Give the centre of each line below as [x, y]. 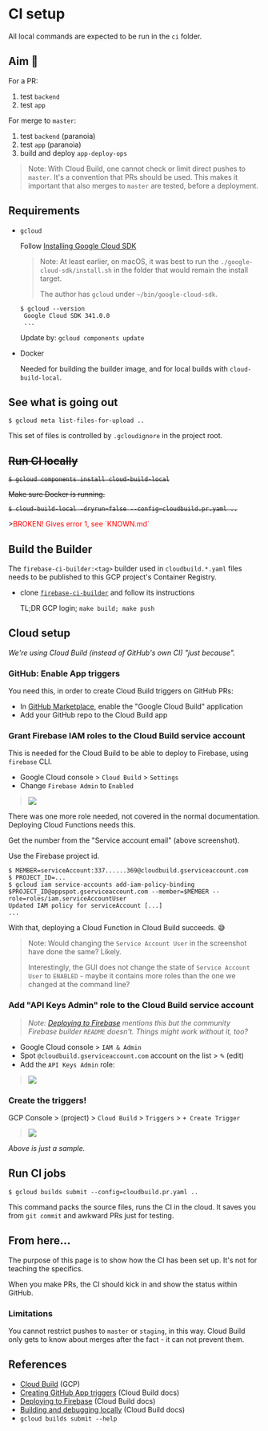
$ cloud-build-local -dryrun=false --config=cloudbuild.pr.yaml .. [123, 509]
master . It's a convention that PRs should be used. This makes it [133, 177]
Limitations [31, 1313]
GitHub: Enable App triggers [64, 673]
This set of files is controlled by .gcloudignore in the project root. [116, 436]
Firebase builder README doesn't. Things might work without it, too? [138, 1031]
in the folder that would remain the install [181, 270]
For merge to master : [42, 120]
